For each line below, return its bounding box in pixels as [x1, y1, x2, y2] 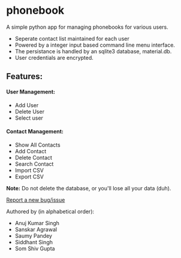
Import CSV [14, 166, 44, 174]
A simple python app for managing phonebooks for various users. [6, 23, 169, 31]
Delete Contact [14, 154, 53, 161]
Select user [14, 114, 44, 122]
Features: [6, 71, 43, 81]
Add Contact [14, 147, 47, 154]
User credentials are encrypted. [14, 54, 94, 61]
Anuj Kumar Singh [14, 219, 60, 226]
